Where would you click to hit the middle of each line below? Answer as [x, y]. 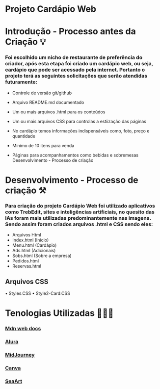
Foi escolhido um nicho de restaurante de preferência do [74, 57]
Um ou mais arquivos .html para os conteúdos [59, 112]
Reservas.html [27, 266]
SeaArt [14, 381]
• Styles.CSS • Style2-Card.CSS [38, 293]
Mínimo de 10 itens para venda [43, 145]
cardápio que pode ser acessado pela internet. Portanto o [75, 70]
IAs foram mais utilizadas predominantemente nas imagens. [78, 218]
